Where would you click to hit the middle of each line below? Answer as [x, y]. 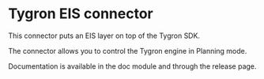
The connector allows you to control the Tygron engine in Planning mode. [128, 51]
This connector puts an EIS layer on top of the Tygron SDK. [104, 36]
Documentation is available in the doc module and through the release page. [132, 66]
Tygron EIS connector [81, 14]
